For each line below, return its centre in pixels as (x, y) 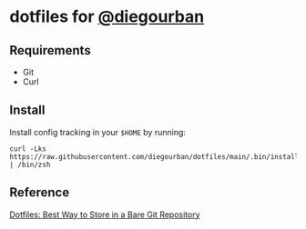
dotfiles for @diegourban (107, 17)
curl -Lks (28, 149)
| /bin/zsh (30, 164)
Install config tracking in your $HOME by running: (98, 132)
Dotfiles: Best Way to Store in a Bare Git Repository (105, 214)
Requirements (50, 50)
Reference (40, 193)
